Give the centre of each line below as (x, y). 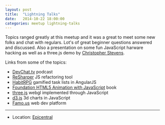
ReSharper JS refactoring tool (42, 77)
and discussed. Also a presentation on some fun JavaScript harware (74, 48)
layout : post (18, 10)
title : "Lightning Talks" (33, 14)
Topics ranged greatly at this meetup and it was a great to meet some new (80, 37)
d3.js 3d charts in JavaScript (41, 98)
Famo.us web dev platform (39, 103)
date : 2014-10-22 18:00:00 (35, 19)
